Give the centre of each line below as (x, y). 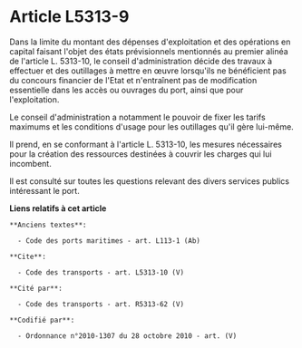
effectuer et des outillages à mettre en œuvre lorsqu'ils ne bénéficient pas (148, 71)
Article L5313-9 (69, 17)
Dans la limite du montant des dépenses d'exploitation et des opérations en (150, 42)
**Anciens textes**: (49, 225)
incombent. (30, 163)
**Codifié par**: (42, 320)
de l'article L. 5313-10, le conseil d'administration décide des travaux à (141, 61)
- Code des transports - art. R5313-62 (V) (101, 304)
